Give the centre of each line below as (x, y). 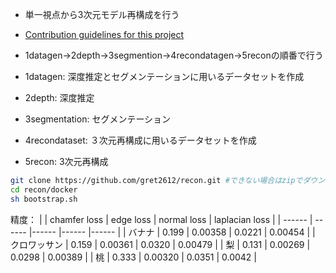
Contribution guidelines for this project (104, 34)
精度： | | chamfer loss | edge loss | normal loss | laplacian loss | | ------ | (161, 219)
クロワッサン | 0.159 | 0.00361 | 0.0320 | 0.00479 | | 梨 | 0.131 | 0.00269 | (160, 244)
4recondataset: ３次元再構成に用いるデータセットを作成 (140, 140)
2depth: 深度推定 (59, 97)
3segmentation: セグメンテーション (98, 119)
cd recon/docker (44, 189)
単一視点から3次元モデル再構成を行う (102, 14)
